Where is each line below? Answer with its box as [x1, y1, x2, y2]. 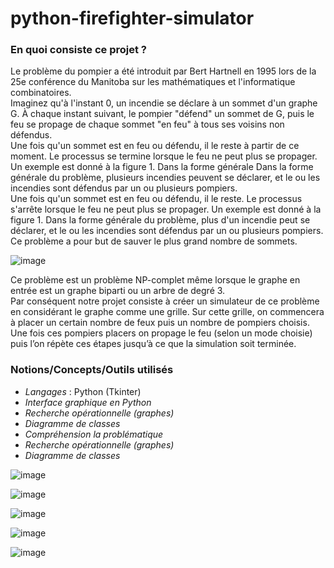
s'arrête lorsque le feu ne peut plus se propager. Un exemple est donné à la [10, 203, 322, 216]
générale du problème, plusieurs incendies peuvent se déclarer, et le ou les [10, 172, 321, 184]
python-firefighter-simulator [10, 7, 255, 30]
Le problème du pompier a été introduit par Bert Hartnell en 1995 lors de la [10, 65, 317, 77]
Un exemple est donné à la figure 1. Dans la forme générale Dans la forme [10, 161, 314, 173]
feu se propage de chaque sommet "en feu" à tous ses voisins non [10, 118, 285, 131]
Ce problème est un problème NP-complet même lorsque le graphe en [10, 274, 301, 286]
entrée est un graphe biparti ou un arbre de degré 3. [10, 285, 226, 297]
